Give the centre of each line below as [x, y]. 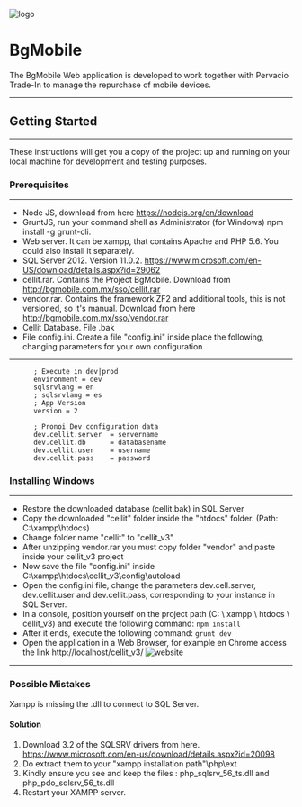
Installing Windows [52, 480]
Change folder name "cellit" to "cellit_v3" [98, 538]
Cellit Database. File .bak [68, 328]
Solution [26, 724]
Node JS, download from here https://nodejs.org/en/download [138, 213]
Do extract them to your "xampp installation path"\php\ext [129, 763]
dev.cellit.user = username [92, 450]
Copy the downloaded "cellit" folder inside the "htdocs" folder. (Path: [150, 519]
